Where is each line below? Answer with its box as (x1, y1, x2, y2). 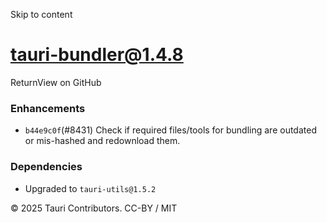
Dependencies (10, 160, 83, 174)
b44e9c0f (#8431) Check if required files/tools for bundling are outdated (24, 124, 317, 136)
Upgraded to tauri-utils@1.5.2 (24, 182, 157, 194)
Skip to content (10, 9, 73, 20)
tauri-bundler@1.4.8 (10, 44, 184, 66)
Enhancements (10, 101, 86, 115)
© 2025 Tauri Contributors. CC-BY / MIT (10, 202, 178, 214)
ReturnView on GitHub (10, 76, 102, 88)
